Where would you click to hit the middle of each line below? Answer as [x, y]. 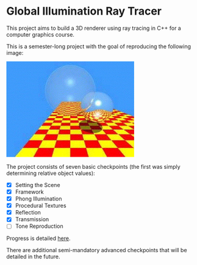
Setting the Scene [38, 185]
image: [15, 52]
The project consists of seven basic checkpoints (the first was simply [94, 166]
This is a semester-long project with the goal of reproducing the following [99, 46]
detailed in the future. [33, 256]
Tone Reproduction [39, 226]
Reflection [28, 213]
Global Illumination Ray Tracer [84, 11]
